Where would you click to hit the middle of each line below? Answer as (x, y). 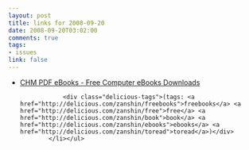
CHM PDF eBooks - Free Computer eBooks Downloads (110, 82)
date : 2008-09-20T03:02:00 (53, 30)
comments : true (33, 38)
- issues (23, 52)
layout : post (30, 15)
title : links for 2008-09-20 (56, 23)
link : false (28, 60)
